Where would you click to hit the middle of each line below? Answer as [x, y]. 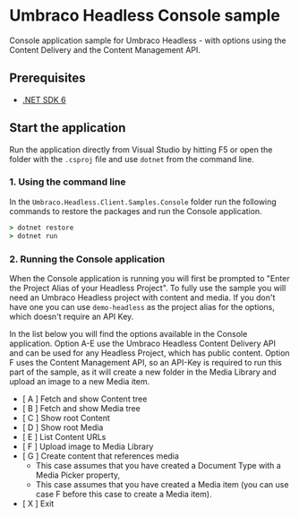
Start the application [68, 128]
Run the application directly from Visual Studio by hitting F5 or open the [141, 150]
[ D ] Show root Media [63, 427]
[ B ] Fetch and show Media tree [81, 408]
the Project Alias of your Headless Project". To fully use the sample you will [148, 288]
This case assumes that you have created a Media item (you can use [162, 484]
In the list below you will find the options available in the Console [128, 333]
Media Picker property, [78, 475]
